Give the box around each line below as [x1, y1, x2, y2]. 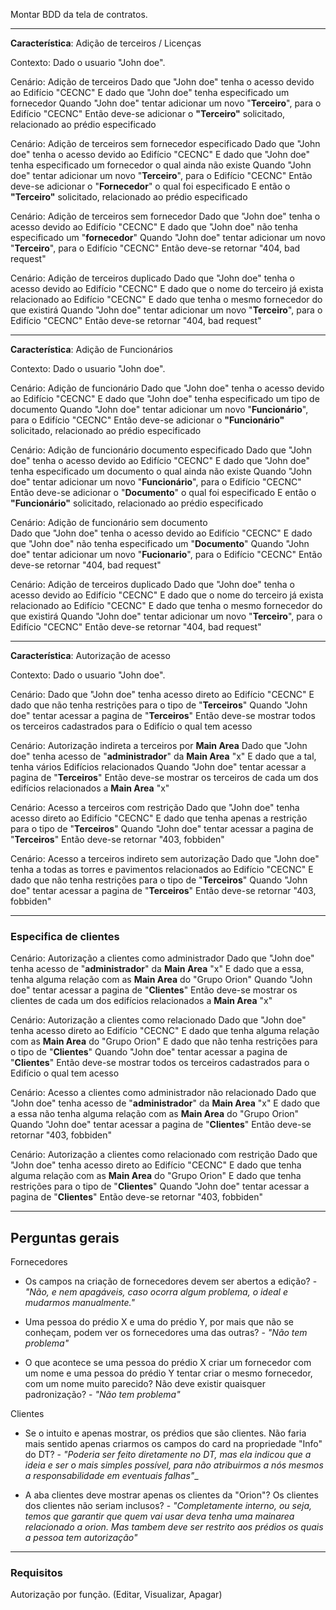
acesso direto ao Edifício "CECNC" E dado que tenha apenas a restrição [10, 812, 308, 824]
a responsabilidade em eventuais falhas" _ [24, 1470, 199, 1482]
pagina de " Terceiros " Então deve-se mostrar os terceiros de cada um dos [10, 772, 319, 783]
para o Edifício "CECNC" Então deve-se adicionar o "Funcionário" [10, 414, 285, 426]
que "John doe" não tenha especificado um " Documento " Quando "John [10, 538, 310, 549]
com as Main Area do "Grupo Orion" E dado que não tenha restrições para [10, 1035, 318, 1048]
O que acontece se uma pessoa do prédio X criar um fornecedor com [24, 1357, 312, 1369]
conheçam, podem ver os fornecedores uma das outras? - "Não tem [24, 1327, 308, 1339]
